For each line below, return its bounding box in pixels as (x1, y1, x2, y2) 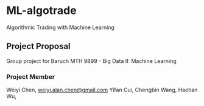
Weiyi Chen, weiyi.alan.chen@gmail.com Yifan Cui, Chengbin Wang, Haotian (6, 86, 198, 94)
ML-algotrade (6, 4, 77, 18)
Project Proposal (6, 41, 71, 51)
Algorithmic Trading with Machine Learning (6, 24, 114, 31)
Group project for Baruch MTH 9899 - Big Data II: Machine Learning (6, 57, 177, 64)
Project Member (6, 72, 55, 81)
